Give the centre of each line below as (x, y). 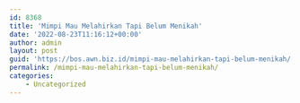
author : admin (36, 43)
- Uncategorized (56, 84)
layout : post (34, 51)
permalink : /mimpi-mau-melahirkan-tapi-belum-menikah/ (114, 68)
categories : (31, 76)
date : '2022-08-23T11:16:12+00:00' (76, 34)
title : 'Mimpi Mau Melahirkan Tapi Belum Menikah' (106, 26)
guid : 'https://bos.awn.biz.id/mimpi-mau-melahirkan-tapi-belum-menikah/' (152, 59)
